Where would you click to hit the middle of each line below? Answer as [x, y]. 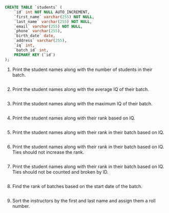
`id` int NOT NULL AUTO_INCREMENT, [52, 12]
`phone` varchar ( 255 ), [38, 31]
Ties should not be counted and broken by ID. [60, 172]
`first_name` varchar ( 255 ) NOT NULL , [54, 17]
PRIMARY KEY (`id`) [35, 55]
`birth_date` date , [35, 36]
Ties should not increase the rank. [48, 152]
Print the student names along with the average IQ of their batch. [81, 89]
